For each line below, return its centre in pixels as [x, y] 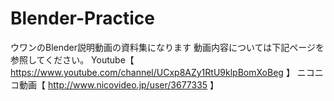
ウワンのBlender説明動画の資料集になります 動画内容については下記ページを [167, 47]
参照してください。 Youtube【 [72, 59]
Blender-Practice [82, 18]
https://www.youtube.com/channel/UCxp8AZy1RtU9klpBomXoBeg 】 [152, 72]
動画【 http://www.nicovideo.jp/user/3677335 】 [119, 84]
